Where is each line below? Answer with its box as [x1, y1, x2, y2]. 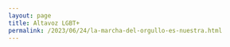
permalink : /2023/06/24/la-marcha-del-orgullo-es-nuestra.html [8, 26, 223, 34]
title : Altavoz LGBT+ [8, 19, 80, 27]
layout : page [8, 11, 52, 20]
